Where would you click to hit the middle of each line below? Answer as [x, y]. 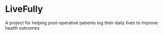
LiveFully [24, 9]
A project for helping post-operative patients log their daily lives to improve [82, 23]
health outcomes [22, 28]
